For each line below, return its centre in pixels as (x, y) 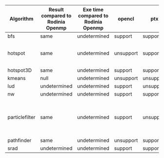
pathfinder (20, 140)
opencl (126, 19)
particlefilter (21, 117)
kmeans (17, 78)
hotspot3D (20, 70)
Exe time (93, 10)
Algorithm (21, 19)
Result (56, 10)
